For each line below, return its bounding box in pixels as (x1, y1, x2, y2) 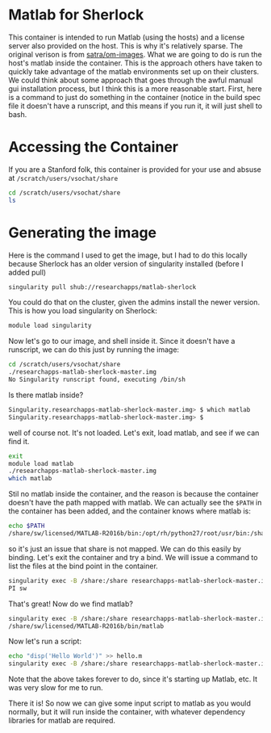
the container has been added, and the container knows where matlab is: (8, 506, 252, 516)
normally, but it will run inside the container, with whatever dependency (8, 707, 246, 717)
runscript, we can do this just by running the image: (8, 345, 180, 354)
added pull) (8, 267, 47, 277)
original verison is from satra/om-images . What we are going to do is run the (8, 49, 262, 59)
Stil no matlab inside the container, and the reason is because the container (8, 489, 260, 499)
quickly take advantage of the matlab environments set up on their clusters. (8, 66, 260, 76)
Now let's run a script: (8, 636, 82, 647)
